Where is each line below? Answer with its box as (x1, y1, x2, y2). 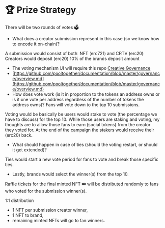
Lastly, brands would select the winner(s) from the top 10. (12, 171, 129, 177)
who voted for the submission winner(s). (5, 188, 87, 194)
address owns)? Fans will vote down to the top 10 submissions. (12, 102, 140, 108)
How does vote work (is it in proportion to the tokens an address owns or (12, 91, 160, 97)
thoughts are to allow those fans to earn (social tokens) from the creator (5, 121, 151, 127)
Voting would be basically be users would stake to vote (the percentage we (5, 111, 157, 117)
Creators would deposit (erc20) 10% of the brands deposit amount (5, 56, 140, 61)
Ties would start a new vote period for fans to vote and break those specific (5, 156, 159, 162)
